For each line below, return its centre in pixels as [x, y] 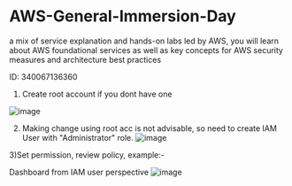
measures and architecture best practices [85, 59]
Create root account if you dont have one [97, 94]
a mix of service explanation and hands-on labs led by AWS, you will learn [144, 41]
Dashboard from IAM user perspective [79, 172]
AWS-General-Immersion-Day [123, 16]
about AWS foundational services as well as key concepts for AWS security [146, 50]
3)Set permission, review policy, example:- [87, 155]
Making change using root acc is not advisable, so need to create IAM [149, 128]
